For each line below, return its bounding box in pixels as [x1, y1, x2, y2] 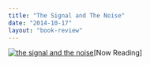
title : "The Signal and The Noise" [8, 11, 126, 20]
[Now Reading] [93, 48, 143, 58]
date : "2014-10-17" [8, 19, 73, 27]
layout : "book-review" [8, 26, 83, 34]
